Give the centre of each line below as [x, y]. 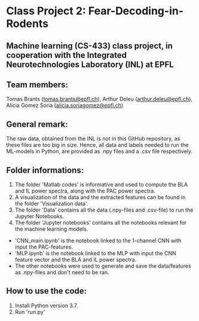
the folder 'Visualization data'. [51, 204]
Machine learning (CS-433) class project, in [90, 46]
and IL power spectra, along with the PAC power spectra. [85, 191]
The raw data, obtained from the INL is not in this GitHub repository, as [93, 139]
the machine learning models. [51, 229]
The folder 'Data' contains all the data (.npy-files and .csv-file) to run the [104, 210]
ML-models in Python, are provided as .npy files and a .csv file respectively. [99, 151]
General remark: [37, 124]
